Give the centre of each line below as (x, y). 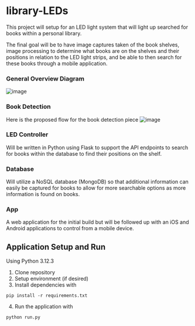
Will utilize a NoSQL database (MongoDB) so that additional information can (97, 182)
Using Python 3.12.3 (30, 261)
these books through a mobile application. (57, 63)
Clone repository (35, 273)
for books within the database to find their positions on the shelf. (84, 153)
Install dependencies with (45, 285)
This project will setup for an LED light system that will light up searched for (97, 27)
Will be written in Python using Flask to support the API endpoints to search (97, 147)
